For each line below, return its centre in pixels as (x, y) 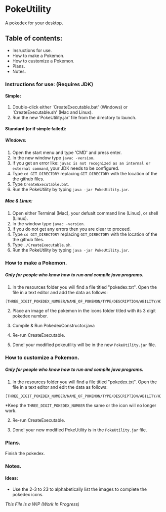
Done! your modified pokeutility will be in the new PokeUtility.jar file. (84, 345)
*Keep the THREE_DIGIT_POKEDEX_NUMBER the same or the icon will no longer (81, 406)
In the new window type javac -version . (53, 158)
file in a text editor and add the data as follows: (60, 293)
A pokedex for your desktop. (34, 23)
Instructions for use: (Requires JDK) (49, 84)
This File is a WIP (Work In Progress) (42, 504)
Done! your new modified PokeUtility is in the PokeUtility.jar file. (80, 430)
